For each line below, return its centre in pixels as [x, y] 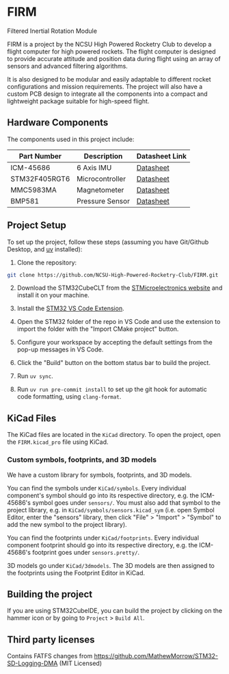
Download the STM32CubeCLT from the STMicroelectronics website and [120, 288]
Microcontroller [101, 179]
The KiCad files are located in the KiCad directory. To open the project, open [114, 435]
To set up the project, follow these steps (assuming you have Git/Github [108, 242]
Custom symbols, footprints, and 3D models [82, 460]
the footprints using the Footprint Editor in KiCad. [76, 573]
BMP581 [25, 201]
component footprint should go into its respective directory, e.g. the [103, 545]
